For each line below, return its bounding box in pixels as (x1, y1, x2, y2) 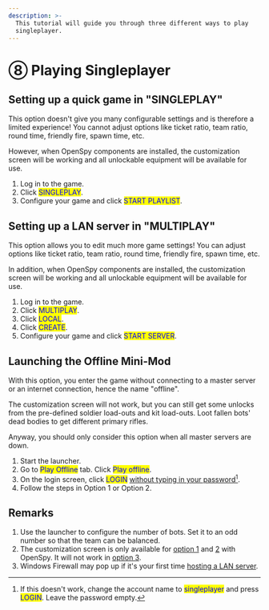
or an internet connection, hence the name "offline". (8, 384, 180, 393)
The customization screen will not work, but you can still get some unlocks (8, 399, 255, 409)
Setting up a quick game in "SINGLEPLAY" (8, 93, 223, 106)
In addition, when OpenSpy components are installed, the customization (8, 265, 246, 275)
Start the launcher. (19, 456, 82, 465)
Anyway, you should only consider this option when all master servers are (8, 432, 252, 441)
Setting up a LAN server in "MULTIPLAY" (8, 219, 216, 233)
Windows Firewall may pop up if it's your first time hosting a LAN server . (19, 561, 259, 571)
